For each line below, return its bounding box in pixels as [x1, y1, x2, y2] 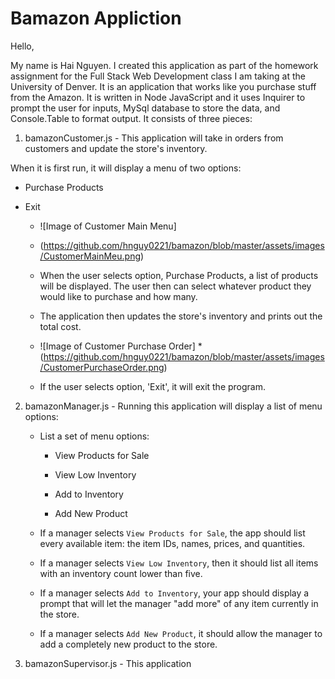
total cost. [39, 320, 82, 332]
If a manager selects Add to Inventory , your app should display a [39, 587, 310, 599]
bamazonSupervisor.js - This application [24, 657, 192, 669]
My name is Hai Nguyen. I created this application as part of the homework [10, 59, 319, 71]
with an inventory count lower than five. [39, 567, 203, 579]
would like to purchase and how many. [39, 290, 198, 302]
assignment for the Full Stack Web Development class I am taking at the [10, 70, 306, 82]
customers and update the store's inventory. [24, 142, 208, 154]
